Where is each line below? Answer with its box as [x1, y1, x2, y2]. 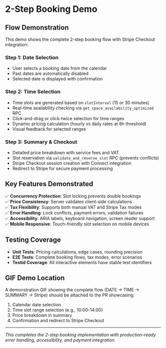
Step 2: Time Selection [5, 88, 61, 95]
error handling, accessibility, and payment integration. [5, 337, 116, 343]
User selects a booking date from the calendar [12, 66, 107, 71]
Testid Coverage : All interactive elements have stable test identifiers [12, 259, 152, 265]
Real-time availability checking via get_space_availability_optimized [12, 105, 154, 111]
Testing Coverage [5, 236, 61, 244]
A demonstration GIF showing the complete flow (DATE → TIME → [5, 287, 140, 293]
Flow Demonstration [5, 23, 69, 32]
